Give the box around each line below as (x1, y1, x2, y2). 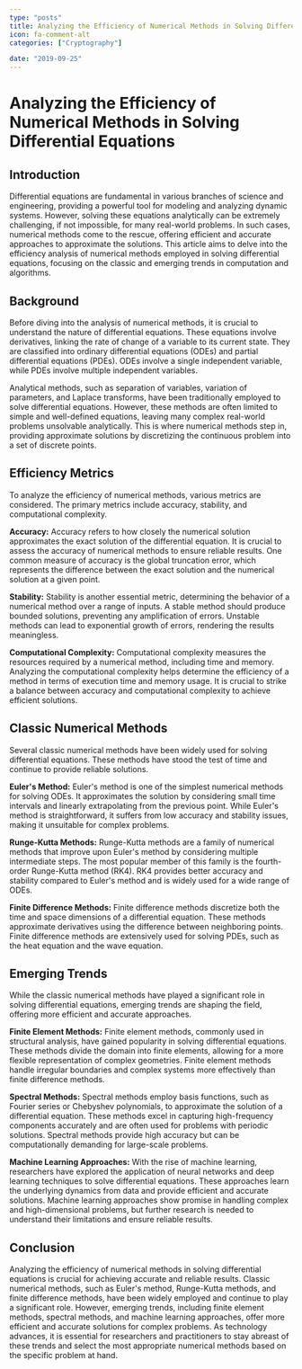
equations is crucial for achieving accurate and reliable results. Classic (9, 1274, 271, 1285)
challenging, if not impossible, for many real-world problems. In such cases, (9, 219, 290, 230)
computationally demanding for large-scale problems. (9, 1139, 209, 1151)
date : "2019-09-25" (9, 55, 83, 64)
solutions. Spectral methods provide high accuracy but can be (9, 1130, 240, 1141)
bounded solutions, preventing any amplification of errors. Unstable (9, 610, 260, 621)
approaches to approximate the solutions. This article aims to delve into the (9, 239, 289, 250)
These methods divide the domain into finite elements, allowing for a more (9, 1045, 284, 1056)
